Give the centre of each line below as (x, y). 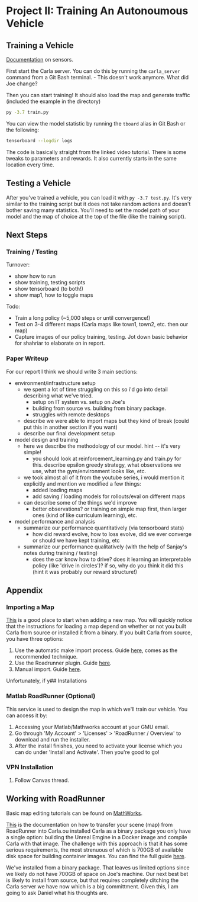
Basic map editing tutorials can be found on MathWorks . (74, 813)
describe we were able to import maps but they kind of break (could (106, 420)
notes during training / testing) (61, 553)
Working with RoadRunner (56, 799)
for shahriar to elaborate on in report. (60, 343)
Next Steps (27, 235)
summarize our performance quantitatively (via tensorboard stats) (104, 528)
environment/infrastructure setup (55, 383)
